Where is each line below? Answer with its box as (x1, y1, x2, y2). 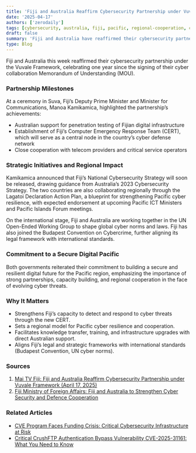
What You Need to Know (14, 441, 74, 448)
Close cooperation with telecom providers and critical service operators (14, 147, 188, 154)
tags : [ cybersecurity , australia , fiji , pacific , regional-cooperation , (6, 25, 187, 31)
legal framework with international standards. (6, 236, 115, 243)
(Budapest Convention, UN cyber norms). (14, 348, 115, 355)
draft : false (6, 30, 38, 36)
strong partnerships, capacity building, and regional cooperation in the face (6, 276, 188, 283)
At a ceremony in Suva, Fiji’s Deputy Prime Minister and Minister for (6, 98, 168, 105)
